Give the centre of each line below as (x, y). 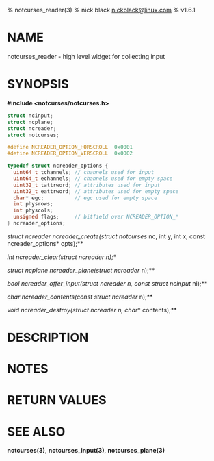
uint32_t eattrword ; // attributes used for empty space (96, 191)
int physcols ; (33, 211)
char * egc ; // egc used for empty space (85, 198)
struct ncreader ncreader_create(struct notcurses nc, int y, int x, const (106, 236)
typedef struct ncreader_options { (58, 166)
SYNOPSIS (38, 84)
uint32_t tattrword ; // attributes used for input (87, 185)
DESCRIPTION (48, 338)
